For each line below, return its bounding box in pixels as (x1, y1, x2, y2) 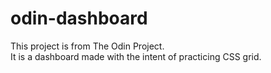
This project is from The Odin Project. (10, 40, 165, 52)
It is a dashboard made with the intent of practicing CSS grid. (10, 50, 262, 62)
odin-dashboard (10, 7, 148, 30)
